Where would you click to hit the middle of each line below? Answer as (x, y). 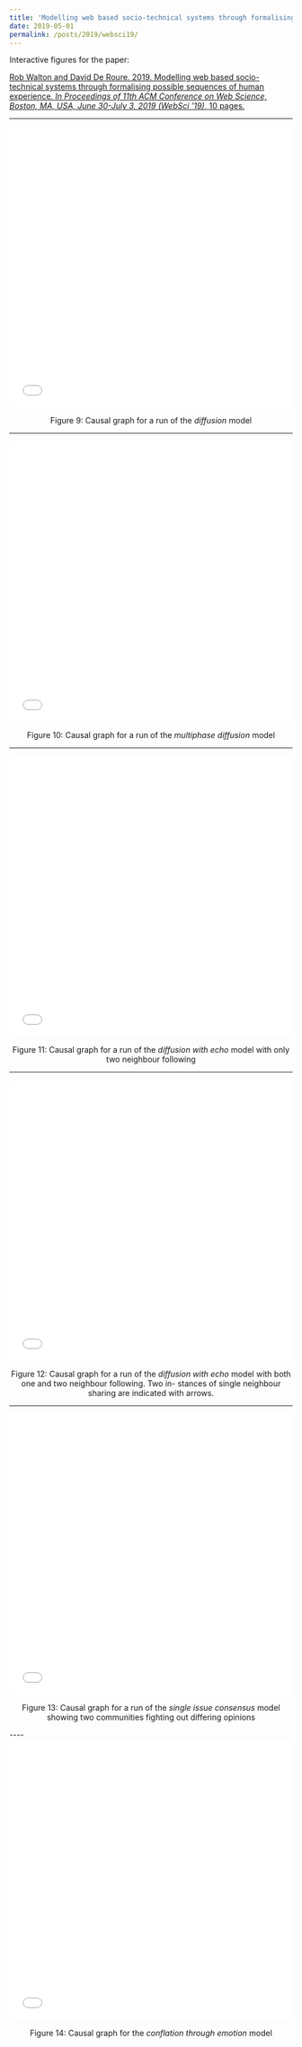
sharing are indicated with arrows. (151, 1393)
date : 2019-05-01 (42, 26)
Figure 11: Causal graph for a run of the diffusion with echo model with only (151, 1050)
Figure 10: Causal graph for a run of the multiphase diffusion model (151, 735)
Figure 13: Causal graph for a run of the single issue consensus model (151, 1708)
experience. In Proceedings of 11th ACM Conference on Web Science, (138, 96)
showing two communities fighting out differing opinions (151, 1717)
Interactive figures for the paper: (70, 60)
